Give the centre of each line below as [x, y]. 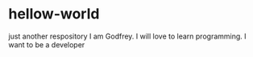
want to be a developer [47, 44]
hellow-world [54, 14]
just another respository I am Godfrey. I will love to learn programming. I [128, 36]
